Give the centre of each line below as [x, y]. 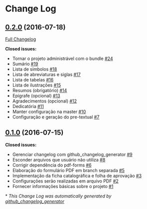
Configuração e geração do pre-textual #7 [56, 117]
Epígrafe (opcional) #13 [36, 96]
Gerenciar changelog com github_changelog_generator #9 [73, 154]
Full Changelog [21, 39]
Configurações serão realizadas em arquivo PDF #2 [65, 181]
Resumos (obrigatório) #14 [40, 90]
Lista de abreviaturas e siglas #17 [46, 74]
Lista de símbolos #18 [35, 69]
